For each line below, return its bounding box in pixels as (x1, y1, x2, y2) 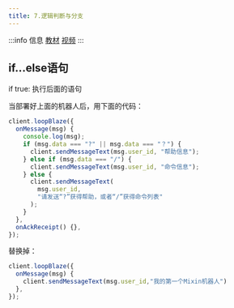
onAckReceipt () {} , (15, 223, 82, 231)
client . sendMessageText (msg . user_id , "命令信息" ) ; (29, 163, 200, 171)
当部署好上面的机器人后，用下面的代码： (8, 101, 143, 111)
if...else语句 (8, 62, 69, 75)
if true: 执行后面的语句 (8, 84, 83, 94)
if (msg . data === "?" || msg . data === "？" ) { (23, 140, 182, 148)
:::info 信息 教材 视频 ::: (8, 35, 84, 45)
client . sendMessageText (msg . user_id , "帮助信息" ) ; (29, 148, 200, 156)
